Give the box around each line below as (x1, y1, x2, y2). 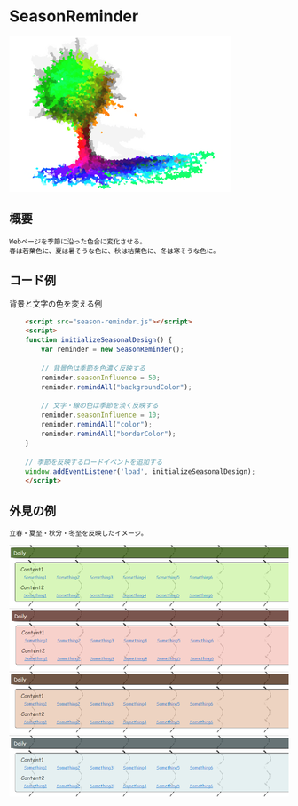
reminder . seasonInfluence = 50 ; (41, 373, 161, 382)
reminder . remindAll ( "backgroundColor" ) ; (41, 382, 192, 392)
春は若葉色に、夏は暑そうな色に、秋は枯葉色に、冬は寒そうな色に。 (9, 246, 220, 255)
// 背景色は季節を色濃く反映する (41, 363, 146, 372)
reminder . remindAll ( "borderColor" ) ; (41, 429, 176, 439)
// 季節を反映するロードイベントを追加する (25, 458, 163, 467)
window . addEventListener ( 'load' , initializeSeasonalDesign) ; (25, 467, 255, 476)
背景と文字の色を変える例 (9, 298, 103, 308)
